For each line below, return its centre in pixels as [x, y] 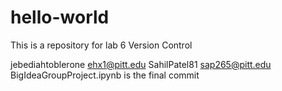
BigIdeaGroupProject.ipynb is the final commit [105, 75]
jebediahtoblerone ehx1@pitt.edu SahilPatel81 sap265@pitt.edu [141, 64]
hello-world [60, 17]
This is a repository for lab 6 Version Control [101, 45]
